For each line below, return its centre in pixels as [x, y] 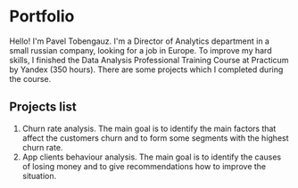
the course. [30, 78]
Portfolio [42, 16]
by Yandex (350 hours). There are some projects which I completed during [146, 69]
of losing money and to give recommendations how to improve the [144, 166]
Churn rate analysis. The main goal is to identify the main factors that [149, 128]
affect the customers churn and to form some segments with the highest [155, 138]
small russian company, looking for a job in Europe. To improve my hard [141, 50]
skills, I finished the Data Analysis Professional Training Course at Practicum [149, 60]
